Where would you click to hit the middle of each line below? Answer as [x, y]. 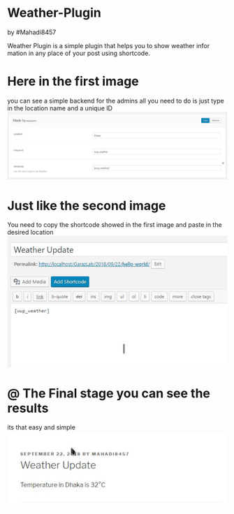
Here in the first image [73, 81]
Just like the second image [87, 206]
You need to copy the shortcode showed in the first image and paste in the [115, 225]
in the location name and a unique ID [60, 108]
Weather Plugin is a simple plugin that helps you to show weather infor [109, 45]
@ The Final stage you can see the [109, 393]
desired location [30, 233]
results [28, 408]
